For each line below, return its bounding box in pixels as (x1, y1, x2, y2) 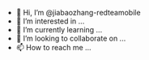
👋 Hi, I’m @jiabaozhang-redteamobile (15, 8, 141, 17)
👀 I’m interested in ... (15, 16, 85, 26)
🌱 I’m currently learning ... (15, 25, 103, 34)
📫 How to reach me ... (15, 43, 92, 52)
